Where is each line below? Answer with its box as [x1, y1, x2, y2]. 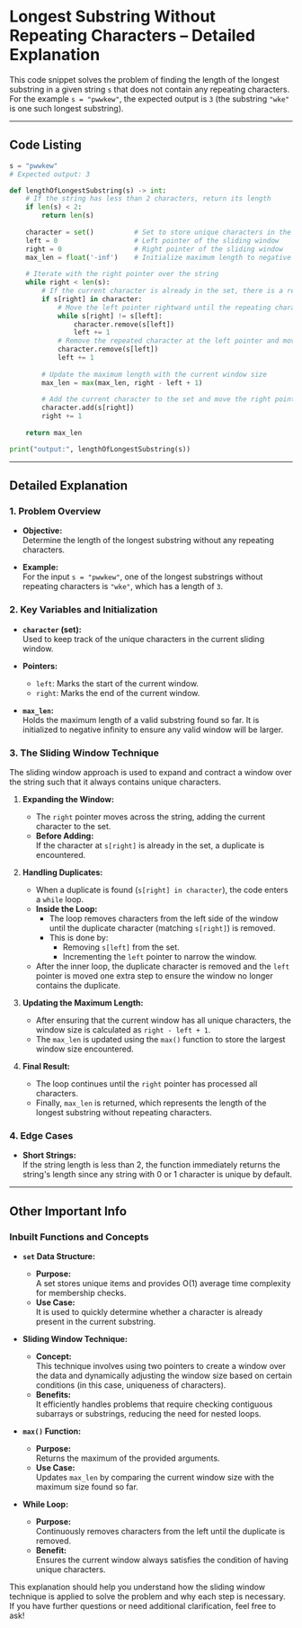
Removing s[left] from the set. [62, 942, 180, 953]
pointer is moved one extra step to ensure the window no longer [35, 970, 273, 981]
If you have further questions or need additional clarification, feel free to [9, 1600, 277, 1611]
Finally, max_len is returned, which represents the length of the [35, 1097, 267, 1108]
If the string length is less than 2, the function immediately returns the [22, 1159, 281, 1170]
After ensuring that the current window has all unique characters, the [35, 1015, 292, 1025]
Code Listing [9, 138, 83, 153]
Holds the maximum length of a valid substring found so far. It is [22, 714, 260, 725]
